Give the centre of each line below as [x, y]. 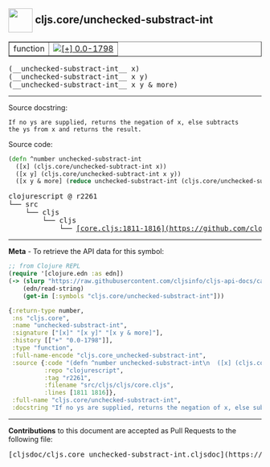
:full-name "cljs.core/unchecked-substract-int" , [96, 400]
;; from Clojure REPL [45, 266]
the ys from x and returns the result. [75, 129]
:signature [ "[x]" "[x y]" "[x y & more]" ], [87, 333]
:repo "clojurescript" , [84, 371]
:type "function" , [43, 348]
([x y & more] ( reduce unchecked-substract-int [97, 182]
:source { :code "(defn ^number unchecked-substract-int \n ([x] [121, 363]
